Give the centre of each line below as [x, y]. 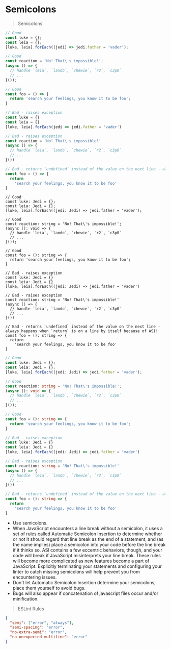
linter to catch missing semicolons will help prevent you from [76, 571]
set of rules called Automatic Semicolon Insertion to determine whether [87, 534]
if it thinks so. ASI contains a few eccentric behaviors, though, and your [88, 550]
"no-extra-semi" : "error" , [38, 632]
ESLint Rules [31, 609]
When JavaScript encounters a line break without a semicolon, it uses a [88, 528]
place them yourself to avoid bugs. [49, 588]
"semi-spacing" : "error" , [37, 628]
